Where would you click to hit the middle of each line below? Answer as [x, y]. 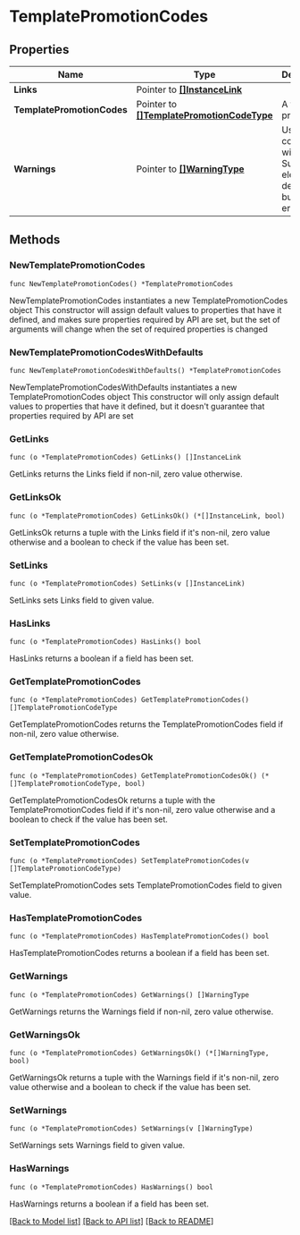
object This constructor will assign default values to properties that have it [146, 309]
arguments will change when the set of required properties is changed [138, 329]
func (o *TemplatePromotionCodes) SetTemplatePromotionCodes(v [129, 861]
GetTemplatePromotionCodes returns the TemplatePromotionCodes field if [146, 724]
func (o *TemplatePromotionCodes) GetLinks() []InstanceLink [125, 458]
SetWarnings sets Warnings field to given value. [97, 1146]
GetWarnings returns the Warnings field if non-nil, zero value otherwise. [142, 1011]
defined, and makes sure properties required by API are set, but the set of [145, 319]
